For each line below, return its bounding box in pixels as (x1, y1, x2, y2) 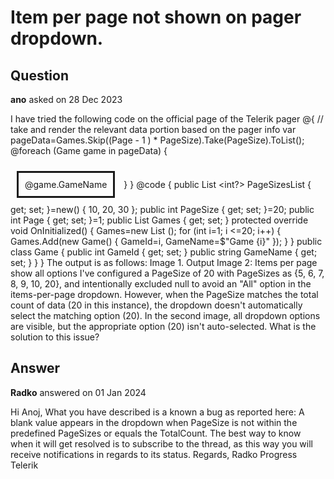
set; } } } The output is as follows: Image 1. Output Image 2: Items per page (10, 257, 318, 268)
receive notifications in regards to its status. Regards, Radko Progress (10, 448, 298, 460)
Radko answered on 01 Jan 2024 (10, 386, 147, 398)
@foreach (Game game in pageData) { (10, 145, 168, 156)
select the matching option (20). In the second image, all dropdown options (10, 310, 321, 321)
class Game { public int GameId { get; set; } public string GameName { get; (10, 246, 318, 258)
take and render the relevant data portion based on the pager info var (10, 124, 297, 135)
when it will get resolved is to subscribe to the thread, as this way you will (10, 437, 313, 450)
